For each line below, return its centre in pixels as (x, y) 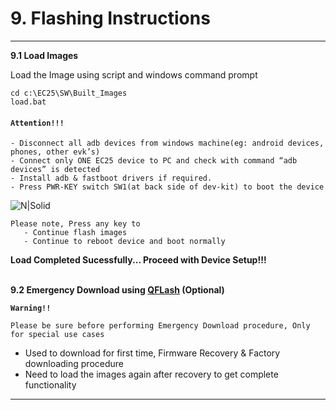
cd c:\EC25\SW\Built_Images (69, 93)
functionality (50, 385)
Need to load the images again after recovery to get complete (151, 374)
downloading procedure (74, 364)
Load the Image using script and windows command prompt (134, 74)
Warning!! (31, 308)
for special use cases (57, 335)
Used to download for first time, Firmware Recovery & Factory (152, 353)
